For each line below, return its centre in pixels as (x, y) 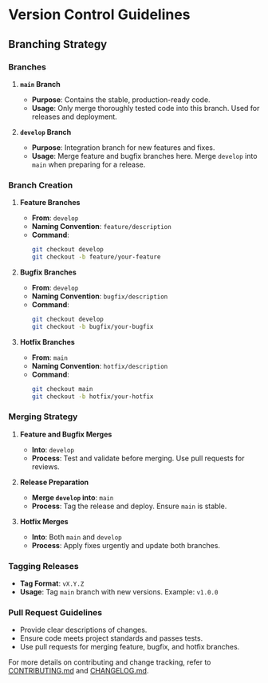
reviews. (45, 466)
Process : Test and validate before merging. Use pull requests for (138, 458)
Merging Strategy (43, 417)
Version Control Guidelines (99, 15)
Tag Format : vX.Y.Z (52, 583)
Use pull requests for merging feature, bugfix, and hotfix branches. (130, 647)
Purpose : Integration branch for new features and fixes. (123, 147)
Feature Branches (50, 203)
